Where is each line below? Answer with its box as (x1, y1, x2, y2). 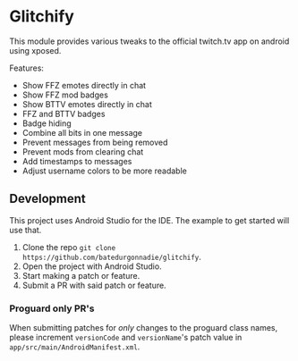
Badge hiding (21, 118, 72, 129)
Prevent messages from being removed (21, 137, 168, 147)
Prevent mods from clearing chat (21, 146, 144, 157)
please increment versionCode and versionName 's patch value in (9, 332, 243, 343)
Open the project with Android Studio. (21, 261, 163, 272)
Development (9, 191, 87, 206)
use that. (9, 224, 42, 235)
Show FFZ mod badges (21, 89, 109, 100)
